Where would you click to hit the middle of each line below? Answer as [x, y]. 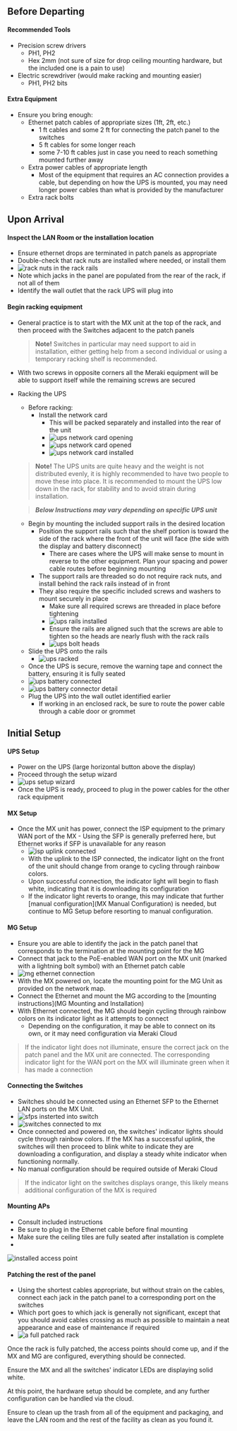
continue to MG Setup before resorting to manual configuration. [121, 911]
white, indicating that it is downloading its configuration [108, 889]
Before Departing [46, 12]
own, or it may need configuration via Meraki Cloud [103, 1033]
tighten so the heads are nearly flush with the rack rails [129, 636]
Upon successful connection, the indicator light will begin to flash [123, 881]
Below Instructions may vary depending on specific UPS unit [126, 510]
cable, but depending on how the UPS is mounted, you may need [133, 182]
